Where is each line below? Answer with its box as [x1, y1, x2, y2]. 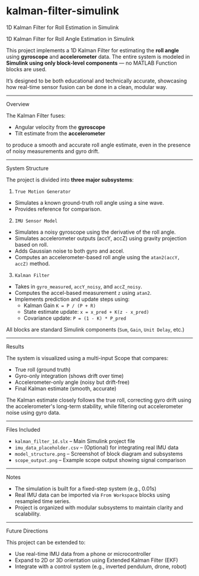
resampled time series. [14, 497, 71, 505]
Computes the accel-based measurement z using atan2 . [14, 289, 152, 296]
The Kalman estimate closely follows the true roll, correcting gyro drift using [6, 396, 191, 403]
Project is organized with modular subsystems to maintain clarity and [14, 504, 184, 511]
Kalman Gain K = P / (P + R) [23, 301, 96, 309]
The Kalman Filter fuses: [6, 112, 66, 119]
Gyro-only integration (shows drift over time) [14, 372, 124, 379]
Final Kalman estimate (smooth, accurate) [14, 384, 117, 392]
